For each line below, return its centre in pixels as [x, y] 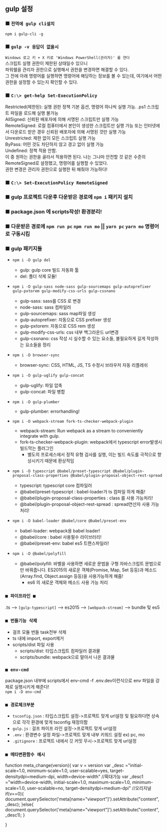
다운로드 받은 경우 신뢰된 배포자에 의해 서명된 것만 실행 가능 [68, 132]
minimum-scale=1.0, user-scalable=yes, [68, 770]
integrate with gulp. [40, 436]
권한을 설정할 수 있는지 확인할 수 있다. [42, 82]
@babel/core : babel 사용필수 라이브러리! [61, 537]
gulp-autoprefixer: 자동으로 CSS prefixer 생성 [65, 320]
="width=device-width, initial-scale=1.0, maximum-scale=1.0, [68, 782]
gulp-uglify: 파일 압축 [41, 385]
